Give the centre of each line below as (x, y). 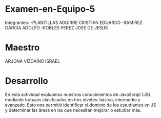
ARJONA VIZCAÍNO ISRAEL (32, 61)
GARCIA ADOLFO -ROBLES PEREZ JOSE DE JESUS (57, 27)
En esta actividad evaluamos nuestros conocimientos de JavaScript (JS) (78, 94)
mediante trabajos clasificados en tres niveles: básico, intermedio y (73, 99)
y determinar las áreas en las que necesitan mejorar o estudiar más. (73, 110)
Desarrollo (27, 81)
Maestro (22, 48)
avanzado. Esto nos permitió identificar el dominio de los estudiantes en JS (80, 105)
